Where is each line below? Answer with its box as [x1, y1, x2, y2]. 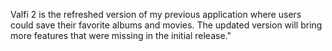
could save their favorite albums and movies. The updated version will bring [10, 19, 323, 31]
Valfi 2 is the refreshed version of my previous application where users [10, 9, 302, 20]
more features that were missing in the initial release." [10, 30, 232, 41]
